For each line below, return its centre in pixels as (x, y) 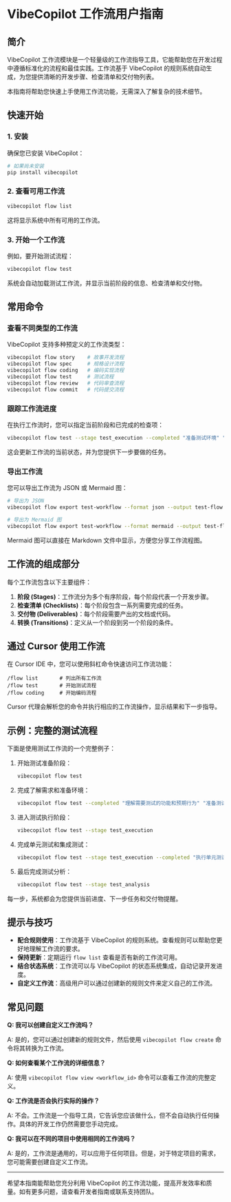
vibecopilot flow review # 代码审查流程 (66, 383)
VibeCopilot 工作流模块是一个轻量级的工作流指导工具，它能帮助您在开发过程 (115, 60)
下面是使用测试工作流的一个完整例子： (61, 748)
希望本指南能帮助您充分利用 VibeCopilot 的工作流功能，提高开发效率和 (107, 1183)
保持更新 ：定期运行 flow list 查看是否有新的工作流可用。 (99, 957)
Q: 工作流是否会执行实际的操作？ (53, 1101)
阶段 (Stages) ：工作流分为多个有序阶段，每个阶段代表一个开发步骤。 (115, 596)
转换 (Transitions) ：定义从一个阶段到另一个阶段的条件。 (97, 622)
